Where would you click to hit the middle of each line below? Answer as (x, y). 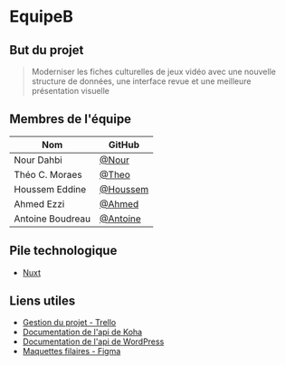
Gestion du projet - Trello (69, 323)
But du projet (47, 50)
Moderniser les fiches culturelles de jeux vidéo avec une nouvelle (153, 71)
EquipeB (42, 17)
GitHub (124, 145)
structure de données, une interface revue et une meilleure (141, 81)
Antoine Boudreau (52, 219)
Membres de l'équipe (71, 119)
